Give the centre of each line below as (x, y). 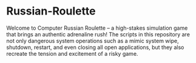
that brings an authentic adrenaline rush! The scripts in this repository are (98, 34)
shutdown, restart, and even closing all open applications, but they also (95, 47)
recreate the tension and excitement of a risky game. (72, 53)
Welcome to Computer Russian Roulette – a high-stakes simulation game (97, 28)
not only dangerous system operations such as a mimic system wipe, (93, 41)
